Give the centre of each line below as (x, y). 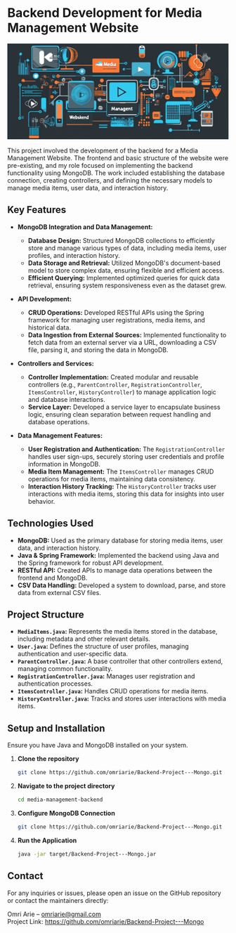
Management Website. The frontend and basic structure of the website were (118, 158)
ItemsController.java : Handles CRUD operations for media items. (113, 691)
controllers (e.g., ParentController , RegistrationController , (115, 384)
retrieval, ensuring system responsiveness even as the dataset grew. (127, 285)
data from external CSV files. (59, 592)
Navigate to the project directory (66, 786)
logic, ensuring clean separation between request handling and (119, 414)
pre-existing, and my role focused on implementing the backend (100, 165)
